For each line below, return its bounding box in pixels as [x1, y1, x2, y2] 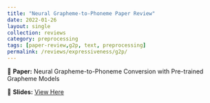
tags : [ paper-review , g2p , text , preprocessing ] [7, 42, 147, 49]
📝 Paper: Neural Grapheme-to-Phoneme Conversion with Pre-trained [7, 67, 204, 76]
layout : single [7, 23, 51, 30]
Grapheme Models [7, 74, 60, 82]
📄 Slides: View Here [7, 87, 64, 96]
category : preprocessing [7, 36, 78, 43]
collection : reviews [7, 29, 67, 36]
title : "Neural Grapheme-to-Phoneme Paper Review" [7, 10, 156, 17]
